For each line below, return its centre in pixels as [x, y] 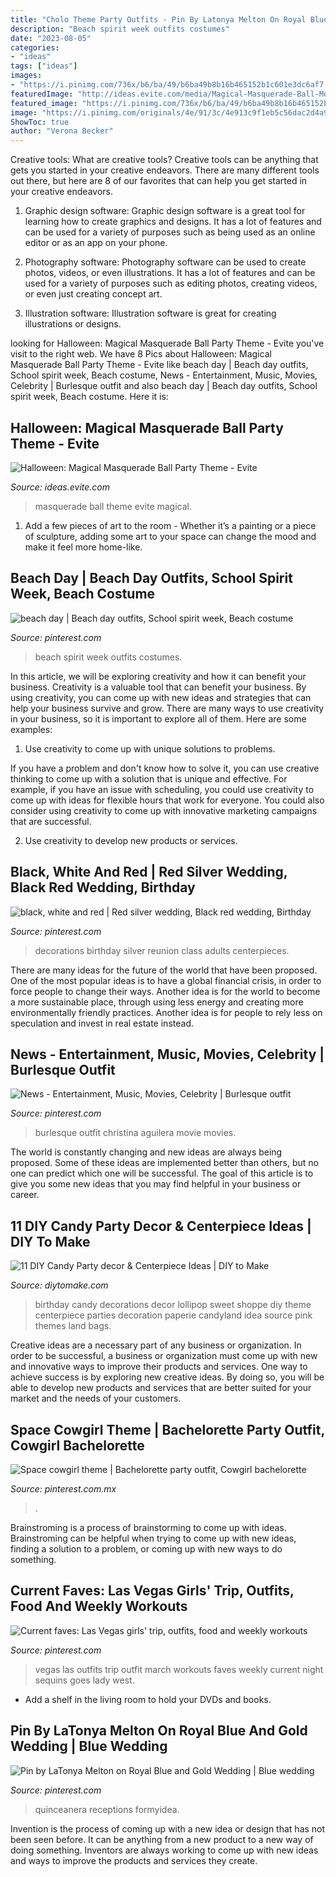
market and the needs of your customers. [96, 1398]
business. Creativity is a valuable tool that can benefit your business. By [158, 687]
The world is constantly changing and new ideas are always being [146, 1152]
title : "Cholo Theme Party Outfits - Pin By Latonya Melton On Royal [158, 19]
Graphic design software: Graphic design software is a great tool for [165, 211]
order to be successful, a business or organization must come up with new [164, 1356]
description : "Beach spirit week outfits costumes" [120, 29]
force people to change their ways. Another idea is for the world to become [165, 991]
